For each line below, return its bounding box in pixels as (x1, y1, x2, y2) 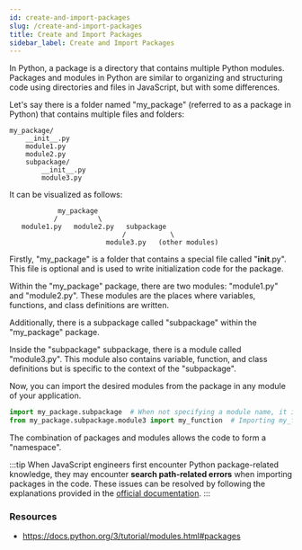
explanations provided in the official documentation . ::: (9, 488, 211, 499)
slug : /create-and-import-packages (9, 22, 143, 31)
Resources (9, 510, 58, 522)
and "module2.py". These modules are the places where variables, (9, 290, 256, 301)
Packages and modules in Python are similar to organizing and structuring (9, 73, 283, 84)
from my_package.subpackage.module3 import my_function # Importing (9, 416, 276, 425)
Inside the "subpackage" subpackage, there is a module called (9, 344, 242, 355)
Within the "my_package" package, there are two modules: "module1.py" (9, 280, 279, 292)
